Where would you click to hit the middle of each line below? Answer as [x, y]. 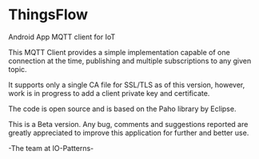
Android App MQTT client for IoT [62, 37]
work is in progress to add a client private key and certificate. [109, 93]
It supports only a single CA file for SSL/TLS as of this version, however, [127, 85]
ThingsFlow [48, 15]
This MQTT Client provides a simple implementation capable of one [119, 52]
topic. [18, 69]
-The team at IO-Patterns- [51, 148]
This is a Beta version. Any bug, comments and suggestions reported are [128, 124]
